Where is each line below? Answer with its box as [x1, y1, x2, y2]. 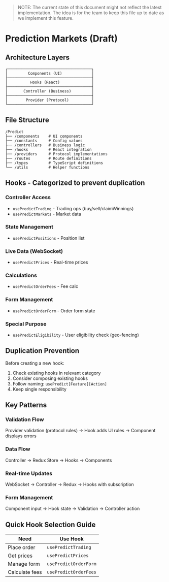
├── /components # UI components [5, 134, 83, 139]
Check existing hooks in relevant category [12, 370, 101, 376]
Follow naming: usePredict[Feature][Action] [12, 380, 108, 386]
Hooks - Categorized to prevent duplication [5, 179, 145, 187]
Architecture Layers [5, 53, 70, 61]
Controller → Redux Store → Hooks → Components [5, 457, 112, 463]
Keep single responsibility [12, 386, 67, 392]
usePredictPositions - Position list [12, 235, 85, 241]
